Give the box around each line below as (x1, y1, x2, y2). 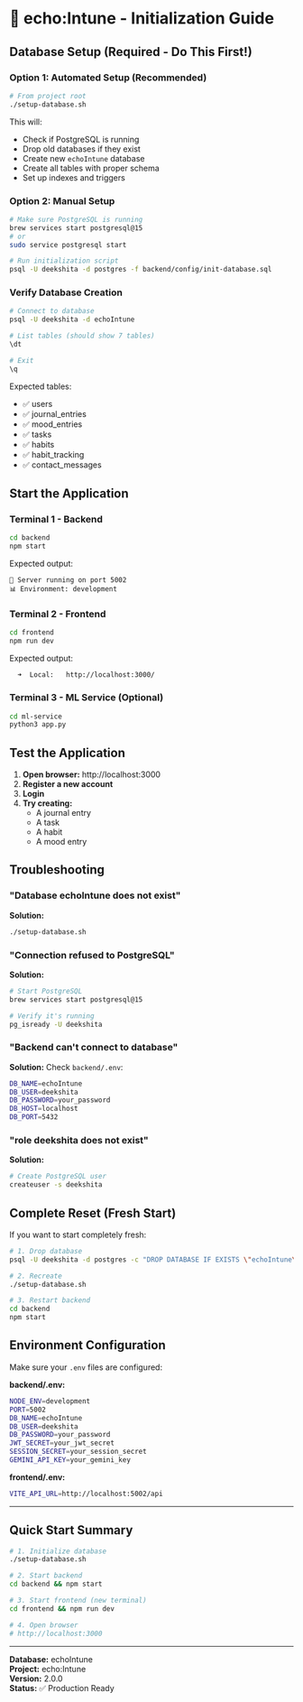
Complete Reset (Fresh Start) (9, 1205, 177, 1221)
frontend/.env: (9, 1471, 66, 1483)
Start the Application (9, 486, 129, 502)
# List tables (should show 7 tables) (9, 331, 155, 341)
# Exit (9, 356, 34, 365)
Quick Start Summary (9, 1522, 133, 1538)
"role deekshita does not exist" (9, 1134, 149, 1147)
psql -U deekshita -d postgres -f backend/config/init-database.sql (9, 265, 272, 274)
